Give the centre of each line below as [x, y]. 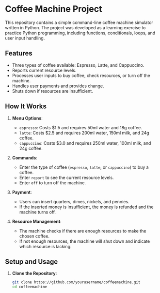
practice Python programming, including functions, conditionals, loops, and [80, 33]
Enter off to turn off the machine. [53, 183]
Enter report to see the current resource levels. [66, 177]
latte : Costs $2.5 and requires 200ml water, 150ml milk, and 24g [84, 133]
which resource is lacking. [45, 246]
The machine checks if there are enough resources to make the [83, 231]
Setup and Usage [32, 262]
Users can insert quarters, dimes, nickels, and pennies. [74, 201]
